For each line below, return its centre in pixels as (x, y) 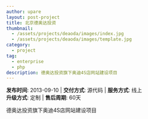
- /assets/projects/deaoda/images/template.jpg (72, 39)
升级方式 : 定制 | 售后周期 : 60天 (44, 98)
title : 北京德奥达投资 (31, 23)
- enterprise (28, 61)
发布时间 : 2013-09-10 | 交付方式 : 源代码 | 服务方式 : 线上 (74, 90)
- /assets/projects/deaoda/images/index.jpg (68, 34)
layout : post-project (33, 17)
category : (18, 45)
